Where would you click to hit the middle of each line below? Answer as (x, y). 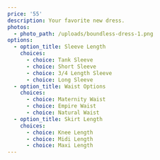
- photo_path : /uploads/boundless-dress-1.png (84, 34)
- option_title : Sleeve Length (60, 47)
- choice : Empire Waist (61, 106)
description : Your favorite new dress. (66, 21)
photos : (19, 27)
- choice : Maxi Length (59, 146)
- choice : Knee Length (59, 132)
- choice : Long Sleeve (59, 80)
